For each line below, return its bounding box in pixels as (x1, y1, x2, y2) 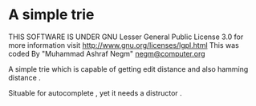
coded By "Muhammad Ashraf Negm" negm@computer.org (8, 49, 206, 58)
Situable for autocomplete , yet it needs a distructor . (8, 88, 182, 97)
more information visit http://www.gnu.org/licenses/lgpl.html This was (8, 40, 239, 49)
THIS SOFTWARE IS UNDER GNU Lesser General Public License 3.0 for (8, 32, 244, 41)
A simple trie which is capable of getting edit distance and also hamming (8, 64, 249, 73)
